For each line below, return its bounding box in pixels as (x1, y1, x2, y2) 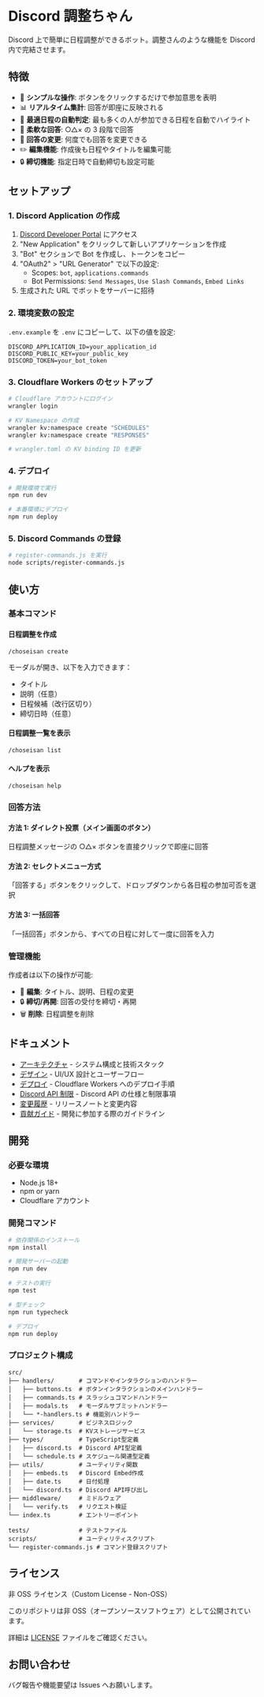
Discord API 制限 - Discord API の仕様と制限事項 (19, 1089, 177, 1098)
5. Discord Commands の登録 (8, 533, 121, 544)
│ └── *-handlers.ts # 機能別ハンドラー (8, 1410, 140, 1418)
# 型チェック (8, 1300, 45, 1308)
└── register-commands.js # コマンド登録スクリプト (8, 1543, 169, 1551)
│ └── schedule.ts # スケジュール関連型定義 (8, 1452, 151, 1460)
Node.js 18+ (19, 1178, 59, 1187)
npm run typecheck (8, 1308, 69, 1316)
